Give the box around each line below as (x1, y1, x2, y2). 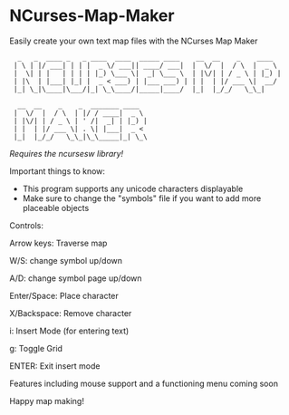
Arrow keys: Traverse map (9, 237, 108, 248)
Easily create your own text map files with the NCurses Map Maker (9, 35, 258, 46)
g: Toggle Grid (9, 343, 63, 353)
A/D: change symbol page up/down (9, 273, 142, 284)
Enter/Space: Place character (9, 290, 120, 301)
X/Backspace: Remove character (9, 307, 132, 318)
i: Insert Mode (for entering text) (9, 325, 130, 336)
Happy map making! (9, 395, 84, 406)
